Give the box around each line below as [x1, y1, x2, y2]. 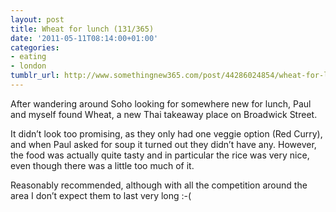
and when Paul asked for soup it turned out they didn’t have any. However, [10, 138, 317, 150]
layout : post [10, 14, 65, 25]
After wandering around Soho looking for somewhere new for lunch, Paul [10, 97, 312, 110]
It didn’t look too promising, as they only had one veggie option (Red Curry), [10, 127, 323, 140]
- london [10, 61, 47, 71]
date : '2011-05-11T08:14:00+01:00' [10, 33, 159, 43]
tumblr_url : [10, 71, 60, 81]
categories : [10, 42, 60, 53]
